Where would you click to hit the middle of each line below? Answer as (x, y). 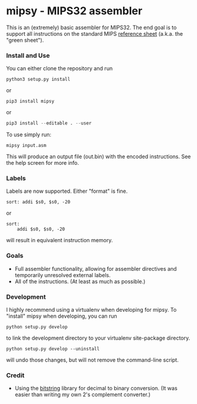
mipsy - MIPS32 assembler (74, 11)
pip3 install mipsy (30, 101)
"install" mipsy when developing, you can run (62, 316)
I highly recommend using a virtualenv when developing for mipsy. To (91, 310)
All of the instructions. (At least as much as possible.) (80, 281)
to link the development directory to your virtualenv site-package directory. (98, 338)
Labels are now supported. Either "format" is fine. (67, 191)
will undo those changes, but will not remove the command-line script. (93, 360)
